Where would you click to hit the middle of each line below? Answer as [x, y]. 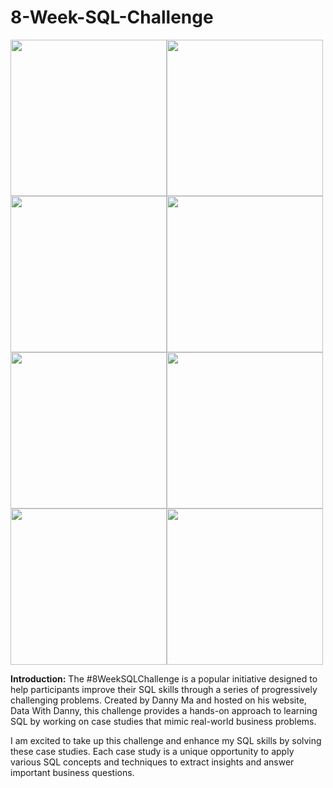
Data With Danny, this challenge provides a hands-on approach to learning [164, 710]
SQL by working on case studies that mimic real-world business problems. [163, 721]
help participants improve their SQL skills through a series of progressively [164, 689]
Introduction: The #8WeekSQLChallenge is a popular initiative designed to [164, 678]
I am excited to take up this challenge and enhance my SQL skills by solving [166, 740]
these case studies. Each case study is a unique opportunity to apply [152, 751]
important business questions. [72, 772]
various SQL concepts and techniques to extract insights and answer [152, 762]
